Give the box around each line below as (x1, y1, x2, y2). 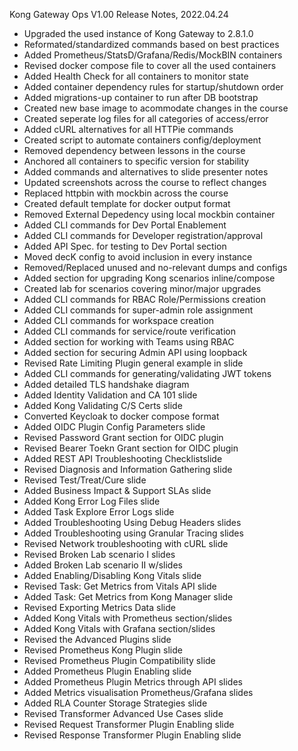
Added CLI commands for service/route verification (23, 325, 236, 337)
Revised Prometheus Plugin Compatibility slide (23, 655, 216, 666)
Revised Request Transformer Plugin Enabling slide (23, 719, 235, 730)
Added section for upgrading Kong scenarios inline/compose (23, 272, 276, 284)
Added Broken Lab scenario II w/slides (23, 559, 183, 571)
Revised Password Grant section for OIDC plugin (23, 432, 224, 443)
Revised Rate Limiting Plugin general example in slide (23, 357, 244, 369)
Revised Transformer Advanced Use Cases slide (23, 708, 224, 719)
